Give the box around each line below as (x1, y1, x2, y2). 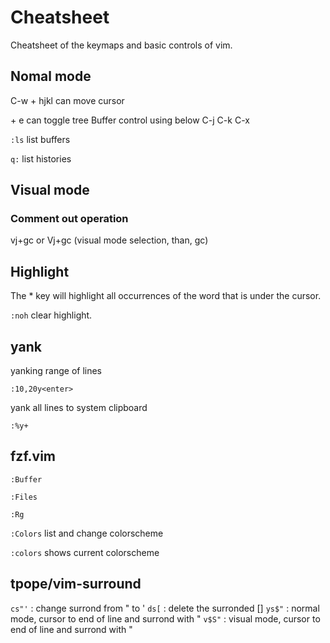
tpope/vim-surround (10, 576, 142, 593)
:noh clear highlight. (10, 309, 93, 321)
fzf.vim (10, 448, 57, 465)
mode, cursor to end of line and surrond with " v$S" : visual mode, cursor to (10, 612, 321, 625)
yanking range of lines (10, 365, 103, 377)
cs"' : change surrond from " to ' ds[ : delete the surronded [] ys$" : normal (10, 602, 320, 614)
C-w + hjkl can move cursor (10, 94, 125, 106)
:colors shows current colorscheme (10, 546, 160, 558)
